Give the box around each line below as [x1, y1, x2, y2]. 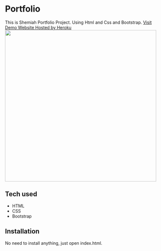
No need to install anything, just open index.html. [5, 240, 102, 246]
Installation [5, 227, 40, 235]
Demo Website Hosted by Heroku [5, 24, 72, 30]
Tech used [5, 190, 37, 198]
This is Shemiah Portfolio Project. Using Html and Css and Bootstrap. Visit [5, 19, 152, 25]
